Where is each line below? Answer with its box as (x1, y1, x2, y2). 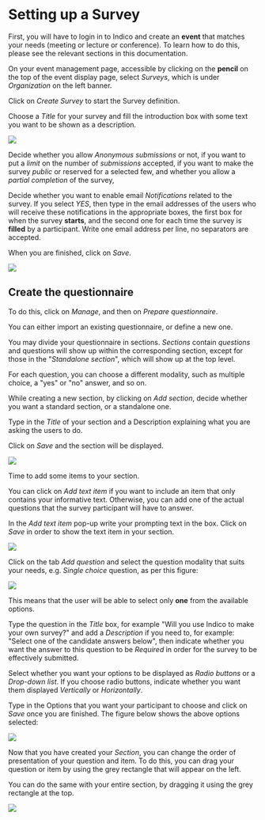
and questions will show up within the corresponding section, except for (8, 346, 244, 355)
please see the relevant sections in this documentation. (8, 48, 188, 58)
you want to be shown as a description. (8, 120, 137, 129)
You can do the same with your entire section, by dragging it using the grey (8, 780, 253, 789)
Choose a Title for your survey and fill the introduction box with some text (8, 111, 248, 120)
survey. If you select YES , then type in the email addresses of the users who (8, 199, 257, 208)
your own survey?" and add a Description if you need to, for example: (8, 628, 235, 637)
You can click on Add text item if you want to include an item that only (8, 486, 236, 495)
